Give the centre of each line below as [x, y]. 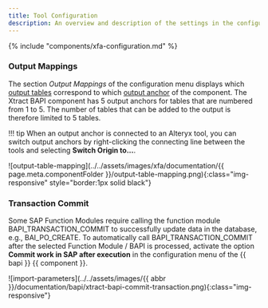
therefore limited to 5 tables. [55, 117]
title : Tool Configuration [53, 16]
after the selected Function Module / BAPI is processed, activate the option [132, 246]
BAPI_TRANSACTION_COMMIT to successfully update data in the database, [133, 229]
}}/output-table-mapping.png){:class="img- [177, 174]
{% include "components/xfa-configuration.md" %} [93, 45]
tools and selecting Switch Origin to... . [72, 150]
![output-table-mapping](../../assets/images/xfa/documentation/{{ [116, 165]
